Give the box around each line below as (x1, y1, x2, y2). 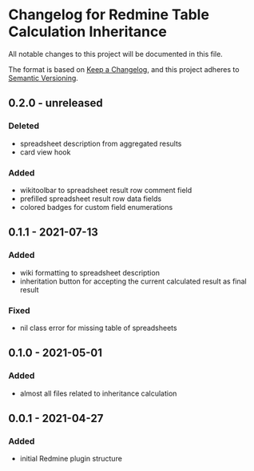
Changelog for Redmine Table (8, 6, 210, 24)
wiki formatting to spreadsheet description (19, 268, 160, 277)
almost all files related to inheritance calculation (19, 388, 177, 398)
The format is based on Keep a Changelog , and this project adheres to (8, 64, 240, 74)
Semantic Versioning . (8, 73, 78, 83)
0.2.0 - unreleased (8, 96, 103, 110)
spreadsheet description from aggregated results (19, 139, 182, 148)
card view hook (19, 147, 71, 157)
